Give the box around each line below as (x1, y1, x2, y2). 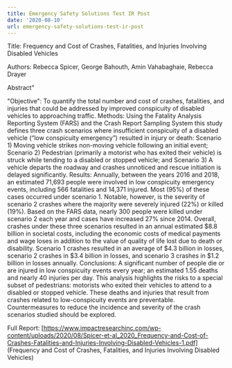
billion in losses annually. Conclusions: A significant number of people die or (7, 259, 225, 268)
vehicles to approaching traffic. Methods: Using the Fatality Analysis (7, 112, 202, 120)
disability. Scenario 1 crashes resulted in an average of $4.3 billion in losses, (7, 244, 224, 253)
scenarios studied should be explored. (7, 310, 116, 319)
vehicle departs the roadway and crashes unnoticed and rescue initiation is (7, 164, 222, 172)
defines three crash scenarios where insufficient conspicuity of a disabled (7, 126, 219, 135)
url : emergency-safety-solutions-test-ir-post (7, 23, 144, 30)
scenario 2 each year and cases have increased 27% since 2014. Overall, (7, 215, 217, 223)
